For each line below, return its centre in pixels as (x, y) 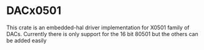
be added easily (27, 40)
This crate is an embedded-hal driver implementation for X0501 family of (98, 27)
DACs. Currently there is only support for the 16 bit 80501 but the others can (102, 34)
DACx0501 (34, 11)
